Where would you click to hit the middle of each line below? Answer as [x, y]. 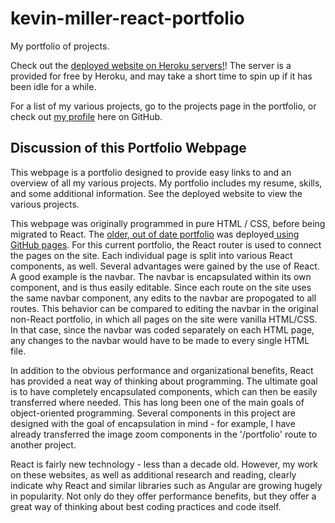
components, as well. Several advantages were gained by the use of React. [165, 266]
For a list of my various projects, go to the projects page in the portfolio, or [163, 106]
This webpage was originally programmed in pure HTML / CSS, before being [168, 223]
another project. [43, 444]
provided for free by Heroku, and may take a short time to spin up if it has [161, 76]
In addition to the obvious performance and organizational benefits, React [162, 370]
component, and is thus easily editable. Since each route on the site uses [161, 287]
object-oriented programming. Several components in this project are [153, 413]
